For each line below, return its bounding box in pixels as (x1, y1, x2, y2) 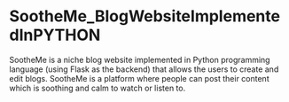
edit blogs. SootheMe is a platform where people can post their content (9, 73, 269, 83)
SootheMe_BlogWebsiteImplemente (9, 6, 281, 27)
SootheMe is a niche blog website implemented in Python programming (9, 54, 270, 65)
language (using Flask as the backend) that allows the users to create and (9, 64, 279, 75)
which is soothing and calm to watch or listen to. (9, 82, 186, 93)
